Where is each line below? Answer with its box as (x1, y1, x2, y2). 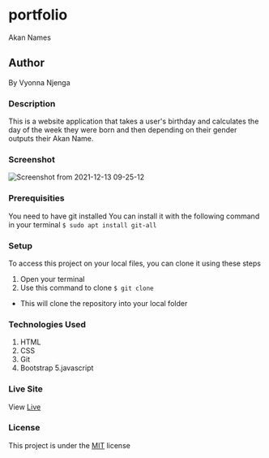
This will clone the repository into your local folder (19, 298, 188, 308)
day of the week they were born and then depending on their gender (8, 125, 237, 135)
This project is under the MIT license (8, 440, 131, 450)
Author (8, 56, 45, 70)
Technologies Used (8, 318, 87, 330)
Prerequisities (8, 192, 65, 204)
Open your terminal (19, 274, 85, 283)
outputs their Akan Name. (8, 134, 94, 144)
